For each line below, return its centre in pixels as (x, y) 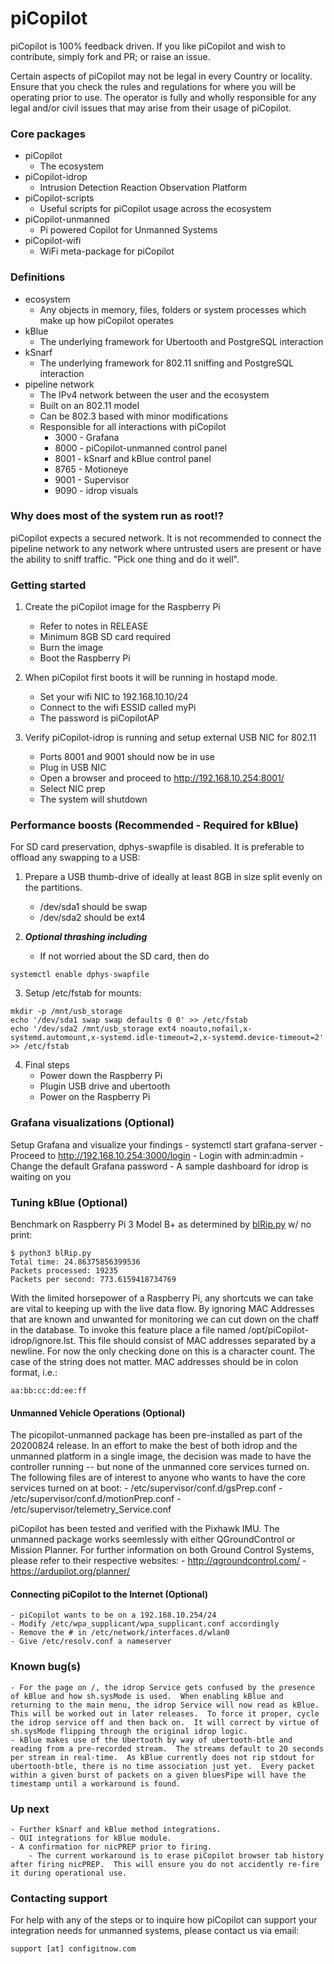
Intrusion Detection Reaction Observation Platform (143, 188)
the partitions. (53, 888)
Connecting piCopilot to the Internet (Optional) (109, 1594)
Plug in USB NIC (73, 768)
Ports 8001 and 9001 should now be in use (127, 757)
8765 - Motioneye (91, 469)
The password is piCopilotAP (99, 718)
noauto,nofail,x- (216, 1029)
